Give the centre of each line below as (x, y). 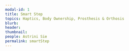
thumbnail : (16, 32)
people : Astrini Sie (26, 37)
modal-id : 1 (17, 9)
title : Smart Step (24, 14)
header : (13, 28)
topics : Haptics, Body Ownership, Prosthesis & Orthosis (65, 18)
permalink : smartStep (27, 41)
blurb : (12, 23)
